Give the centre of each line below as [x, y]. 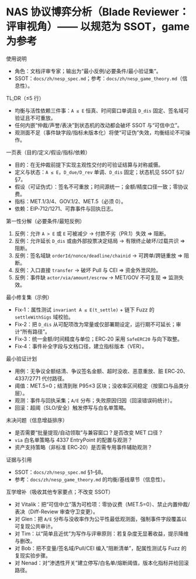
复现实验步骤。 [32, 555]
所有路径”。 [36, 331]
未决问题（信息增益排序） [37, 420]
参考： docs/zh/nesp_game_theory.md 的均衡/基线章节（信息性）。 [91, 479]
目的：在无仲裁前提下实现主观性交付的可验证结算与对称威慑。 [89, 165]
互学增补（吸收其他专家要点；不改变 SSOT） [60, 492]
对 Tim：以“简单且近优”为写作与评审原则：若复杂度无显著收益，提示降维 [102, 533]
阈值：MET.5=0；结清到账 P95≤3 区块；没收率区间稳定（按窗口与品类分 [102, 386]
